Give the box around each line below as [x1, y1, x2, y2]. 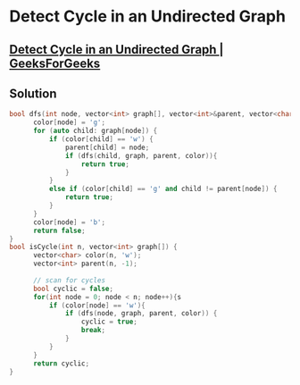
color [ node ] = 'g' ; [32, 118, 105, 127]
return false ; [32, 226, 87, 235]
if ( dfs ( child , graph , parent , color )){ [65, 151, 218, 160]
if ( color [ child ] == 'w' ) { [48, 135, 154, 144]
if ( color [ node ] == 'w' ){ [48, 301, 146, 310]
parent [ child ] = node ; [65, 143, 150, 152]
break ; [80, 326, 105, 335]
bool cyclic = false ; [32, 284, 114, 293]
